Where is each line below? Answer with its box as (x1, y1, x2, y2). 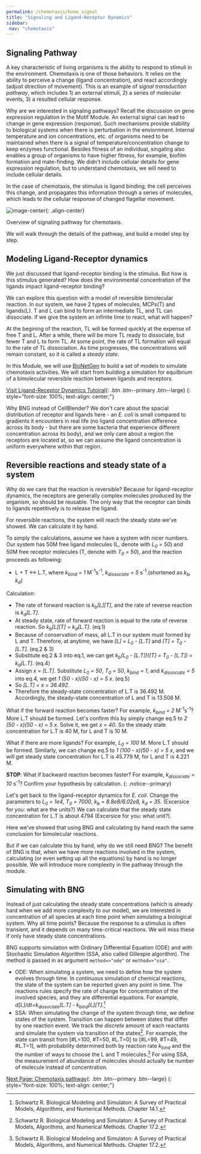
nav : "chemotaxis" (8, 25, 55, 32)
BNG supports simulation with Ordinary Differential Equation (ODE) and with (6, 944, 193, 951)
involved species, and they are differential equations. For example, (14, 994, 179, 1001)
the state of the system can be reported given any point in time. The (14, 981, 183, 988)
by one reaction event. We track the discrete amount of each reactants (14, 1021, 190, 1029)
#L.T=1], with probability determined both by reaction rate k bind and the (14, 1042, 191, 1051)
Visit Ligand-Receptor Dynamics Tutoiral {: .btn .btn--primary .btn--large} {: (6, 386, 191, 394)
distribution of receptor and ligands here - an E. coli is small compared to (6, 410, 186, 418)
